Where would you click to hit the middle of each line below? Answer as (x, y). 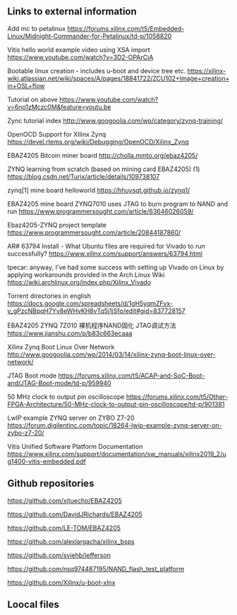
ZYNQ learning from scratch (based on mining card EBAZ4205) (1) (104, 169)
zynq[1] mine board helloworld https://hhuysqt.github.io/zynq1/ (99, 190)
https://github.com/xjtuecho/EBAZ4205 (65, 500)
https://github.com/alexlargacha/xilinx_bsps (71, 541)
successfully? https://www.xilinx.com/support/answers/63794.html (105, 254)
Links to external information (72, 12)
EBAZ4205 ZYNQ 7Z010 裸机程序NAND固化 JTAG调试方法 (92, 325)
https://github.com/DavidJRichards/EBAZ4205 (75, 514)
